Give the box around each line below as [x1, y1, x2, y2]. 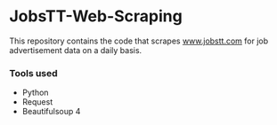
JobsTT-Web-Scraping [9, 6, 183, 27]
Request [21, 97, 53, 107]
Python [21, 87, 49, 98]
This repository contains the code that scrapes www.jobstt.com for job [9, 35, 269, 46]
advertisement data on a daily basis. [9, 44, 143, 55]
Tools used [9, 66, 58, 79]
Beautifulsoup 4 [21, 106, 81, 117]
